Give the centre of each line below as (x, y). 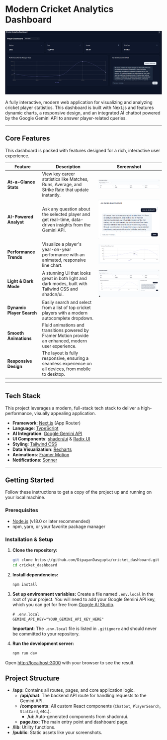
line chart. (52, 265)
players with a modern (65, 313)
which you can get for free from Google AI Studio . (63, 604)
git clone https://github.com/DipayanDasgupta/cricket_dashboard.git (86, 560)
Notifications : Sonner (35, 460)
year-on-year (56, 249)
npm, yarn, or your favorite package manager (59, 527)
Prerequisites (22, 510)
